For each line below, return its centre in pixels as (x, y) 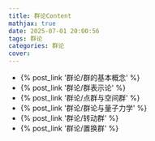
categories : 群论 (37, 46)
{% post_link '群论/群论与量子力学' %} (84, 108)
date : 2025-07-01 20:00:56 (54, 31)
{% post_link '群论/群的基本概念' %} (80, 77)
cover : (19, 53)
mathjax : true (32, 23)
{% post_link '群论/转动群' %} (69, 118)
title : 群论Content (40, 16)
